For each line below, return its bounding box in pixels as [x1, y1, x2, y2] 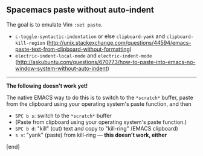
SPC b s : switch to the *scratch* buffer [14, 112, 112, 119]
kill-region [14, 40, 45, 46]
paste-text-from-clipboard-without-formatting [14, 45, 130, 53]
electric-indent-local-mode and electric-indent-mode [14, 51, 152, 59]
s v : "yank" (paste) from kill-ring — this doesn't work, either [14, 131, 167, 138]
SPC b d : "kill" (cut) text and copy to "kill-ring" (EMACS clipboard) [14, 125, 178, 132]
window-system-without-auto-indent [14, 65, 108, 72]
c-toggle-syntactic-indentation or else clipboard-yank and [14, 33, 166, 40]
